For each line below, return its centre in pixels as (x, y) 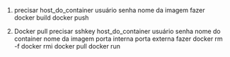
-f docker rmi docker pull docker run (67, 46)
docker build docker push (51, 18)
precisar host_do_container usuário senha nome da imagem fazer (109, 10)
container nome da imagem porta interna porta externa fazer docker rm (118, 39)
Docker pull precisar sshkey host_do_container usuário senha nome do (117, 31)
